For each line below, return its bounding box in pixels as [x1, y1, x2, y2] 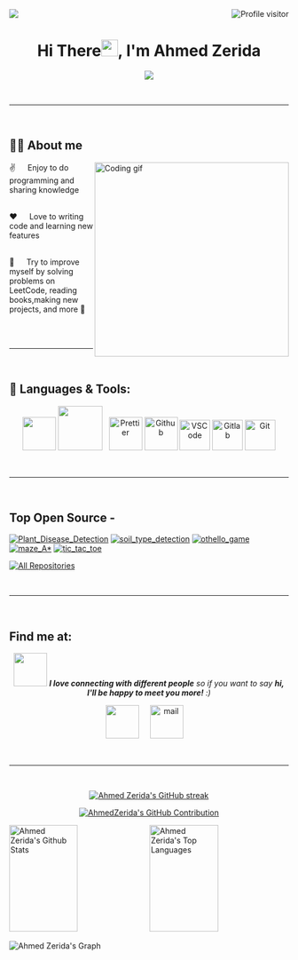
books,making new [9, 294, 79, 305]
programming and [9, 175, 75, 186]
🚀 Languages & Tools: [9, 382, 131, 397]
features [9, 230, 40, 241]
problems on [9, 275, 56, 286]
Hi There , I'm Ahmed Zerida [36, 41, 262, 61]
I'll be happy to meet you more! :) [87, 687, 211, 698]
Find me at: [9, 629, 73, 644]
